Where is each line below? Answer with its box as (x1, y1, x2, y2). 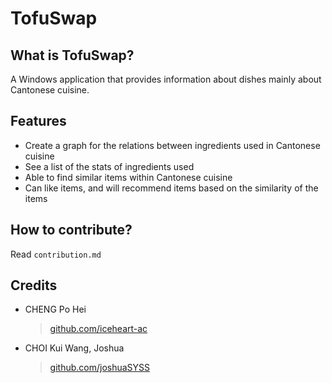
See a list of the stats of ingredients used (24, 160, 195, 172)
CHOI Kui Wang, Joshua (24, 342, 125, 354)
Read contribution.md (10, 248, 102, 260)
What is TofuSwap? (10, 47, 135, 64)
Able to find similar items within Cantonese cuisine (24, 171, 233, 183)
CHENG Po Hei (24, 303, 87, 316)
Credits (10, 277, 58, 294)
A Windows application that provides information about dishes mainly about (10, 73, 322, 85)
